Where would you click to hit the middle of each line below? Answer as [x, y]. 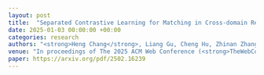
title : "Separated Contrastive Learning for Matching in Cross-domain [128, 23]
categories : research [44, 37]
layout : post [29, 15]
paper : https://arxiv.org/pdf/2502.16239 [77, 59]
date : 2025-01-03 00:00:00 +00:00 [65, 30]
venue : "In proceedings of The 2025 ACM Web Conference [101, 52]
